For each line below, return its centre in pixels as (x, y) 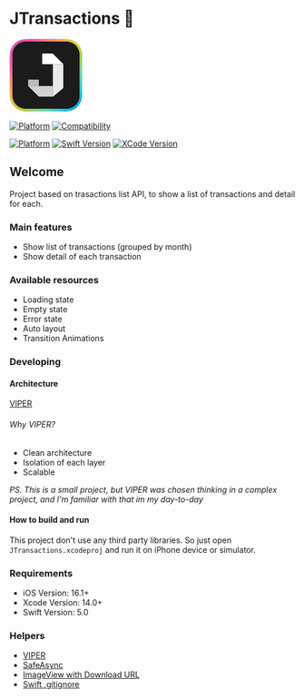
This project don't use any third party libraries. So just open (121, 540)
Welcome (37, 172)
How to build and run (49, 520)
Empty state (45, 310)
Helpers (27, 636)
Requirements (41, 573)
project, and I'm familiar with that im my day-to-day (107, 499)
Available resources (54, 280)
